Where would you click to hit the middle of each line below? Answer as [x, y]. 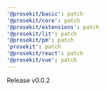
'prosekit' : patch [34, 47]
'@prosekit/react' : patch [45, 54]
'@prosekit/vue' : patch [42, 60]
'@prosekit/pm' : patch [40, 40]
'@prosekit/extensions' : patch [53, 27]
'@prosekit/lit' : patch [42, 34]
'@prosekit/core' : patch [43, 21]
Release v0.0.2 [28, 80]
